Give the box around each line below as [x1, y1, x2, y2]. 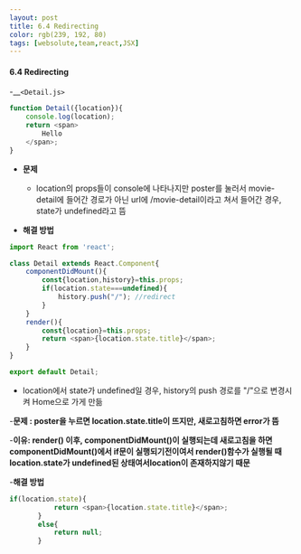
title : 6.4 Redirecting [9, 22, 99, 31]
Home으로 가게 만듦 [32, 396, 103, 407]
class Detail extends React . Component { [9, 258, 160, 268]
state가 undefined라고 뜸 [35, 205, 127, 216]
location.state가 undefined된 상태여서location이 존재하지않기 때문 [9, 457, 250, 468]
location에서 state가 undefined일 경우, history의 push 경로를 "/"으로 [22, 385, 268, 396]
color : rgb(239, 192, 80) [9, 30, 107, 39]
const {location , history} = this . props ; [42, 276, 183, 285]
